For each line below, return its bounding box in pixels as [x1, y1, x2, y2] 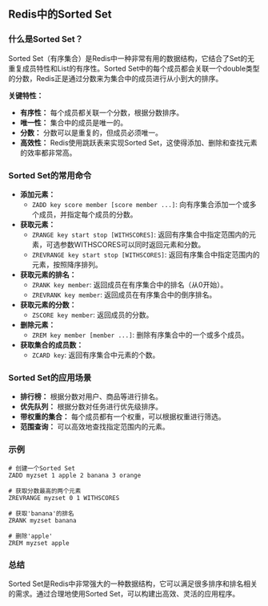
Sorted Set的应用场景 [8, 372, 92, 383]
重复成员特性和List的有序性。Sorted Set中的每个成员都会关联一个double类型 [8, 63, 260, 73]
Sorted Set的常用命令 [8, 169, 92, 181]
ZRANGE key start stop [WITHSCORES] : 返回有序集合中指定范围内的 [31, 230, 250, 239]
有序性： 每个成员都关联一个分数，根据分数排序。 [19, 108, 184, 117]
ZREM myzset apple [8, 539, 70, 547]
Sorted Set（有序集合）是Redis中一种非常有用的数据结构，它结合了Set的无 [8, 53, 254, 63]
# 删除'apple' [8, 532, 54, 540]
